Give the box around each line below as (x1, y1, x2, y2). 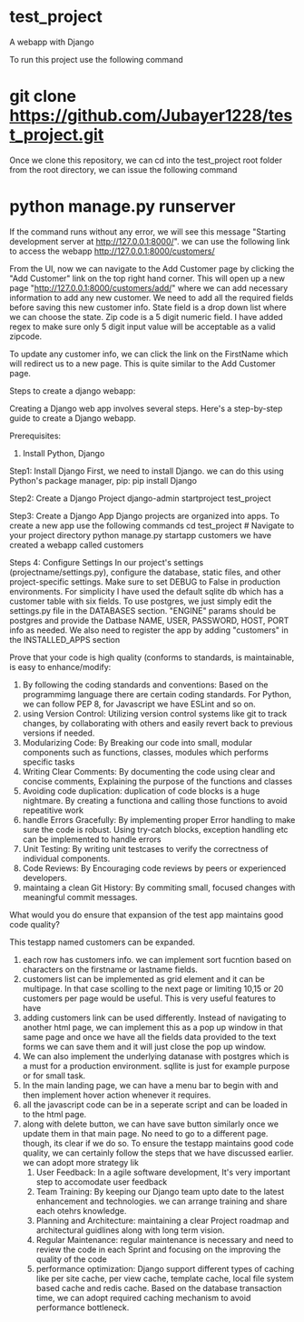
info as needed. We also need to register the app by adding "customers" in (9, 625, 289, 636)
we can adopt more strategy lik (22, 1157, 139, 1167)
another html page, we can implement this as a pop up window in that (22, 1021, 283, 1033)
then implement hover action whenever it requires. (22, 1089, 211, 1100)
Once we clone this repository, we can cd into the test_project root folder (9, 155, 283, 165)
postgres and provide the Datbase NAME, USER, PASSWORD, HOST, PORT (9, 615, 289, 626)
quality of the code (35, 1253, 107, 1265)
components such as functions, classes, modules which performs (22, 746, 270, 757)
